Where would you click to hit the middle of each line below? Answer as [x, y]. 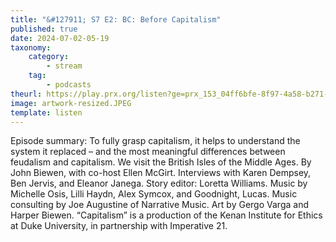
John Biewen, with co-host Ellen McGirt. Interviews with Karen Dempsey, [161, 173]
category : [49, 57]
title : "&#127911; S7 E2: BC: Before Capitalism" [116, 19]
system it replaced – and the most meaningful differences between [148, 152]
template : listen [46, 112]
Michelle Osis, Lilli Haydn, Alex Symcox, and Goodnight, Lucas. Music [154, 194]
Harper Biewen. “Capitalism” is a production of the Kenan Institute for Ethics [166, 215]
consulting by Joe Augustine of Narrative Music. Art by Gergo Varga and [159, 205]
